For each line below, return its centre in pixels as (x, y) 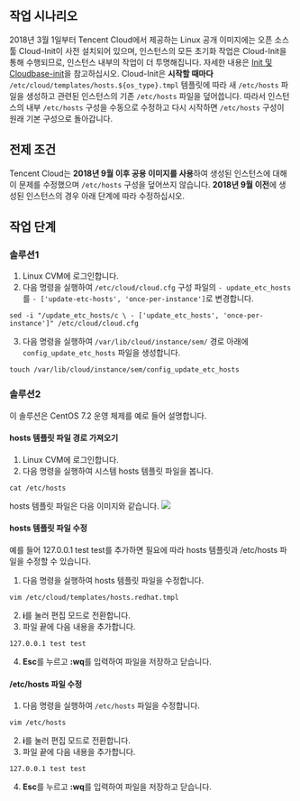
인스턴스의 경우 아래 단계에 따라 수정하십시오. (105, 196)
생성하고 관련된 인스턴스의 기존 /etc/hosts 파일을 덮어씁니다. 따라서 (145, 96)
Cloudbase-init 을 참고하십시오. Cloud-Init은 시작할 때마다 (111, 73)
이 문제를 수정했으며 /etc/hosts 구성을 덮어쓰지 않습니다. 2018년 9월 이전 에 (143, 184)
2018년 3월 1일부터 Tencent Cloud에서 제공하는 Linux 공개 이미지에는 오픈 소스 (150, 40)
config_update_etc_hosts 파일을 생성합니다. (101, 353)
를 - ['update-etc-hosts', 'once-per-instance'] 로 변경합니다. (138, 299)
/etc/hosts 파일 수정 (46, 684)
